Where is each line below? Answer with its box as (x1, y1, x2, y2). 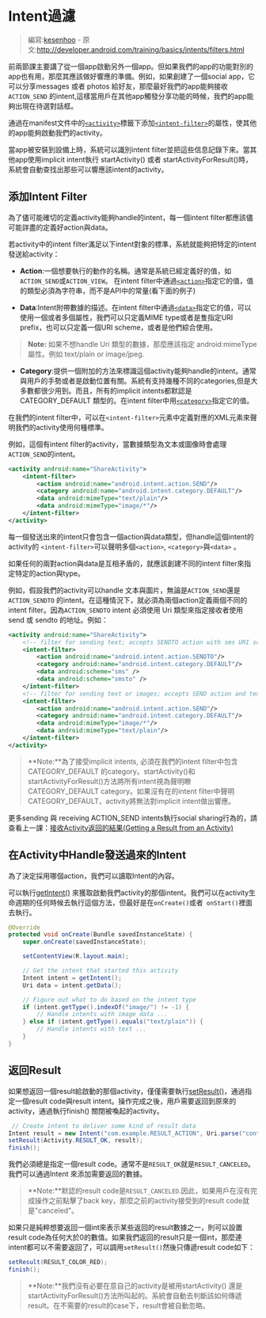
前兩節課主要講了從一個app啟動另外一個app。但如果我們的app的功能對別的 (8, 61, 254, 71)
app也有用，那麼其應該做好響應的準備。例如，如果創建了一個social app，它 (8, 71, 256, 81)
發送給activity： (8, 249, 60, 258)
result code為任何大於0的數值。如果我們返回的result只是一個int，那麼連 (8, 1232, 243, 1242)
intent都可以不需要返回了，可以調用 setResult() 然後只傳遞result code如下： (8, 1243, 255, 1252)
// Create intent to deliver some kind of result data (11, 1122, 196, 1129)
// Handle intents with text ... (36, 1025, 147, 1034)
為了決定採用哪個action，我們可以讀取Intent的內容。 (8, 870, 179, 880)
